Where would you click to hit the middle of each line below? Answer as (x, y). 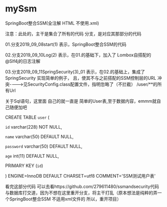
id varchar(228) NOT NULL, (34, 127)
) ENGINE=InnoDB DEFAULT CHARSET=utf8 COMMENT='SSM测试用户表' (81, 176)
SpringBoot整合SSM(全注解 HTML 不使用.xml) (52, 23)
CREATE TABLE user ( (27, 117)
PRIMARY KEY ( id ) (24, 166)
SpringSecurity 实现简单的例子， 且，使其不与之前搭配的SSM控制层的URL (81, 78)
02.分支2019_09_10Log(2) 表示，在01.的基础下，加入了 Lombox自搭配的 (78, 55)
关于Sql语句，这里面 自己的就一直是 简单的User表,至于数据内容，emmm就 (81, 101)
